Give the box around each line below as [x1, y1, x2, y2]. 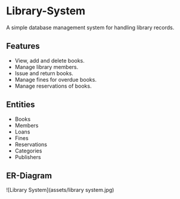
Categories [14, 147, 42, 154]
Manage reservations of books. [14, 82, 92, 89]
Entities [6, 99, 35, 110]
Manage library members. [14, 63, 79, 70]
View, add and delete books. [14, 57, 85, 64]
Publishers [14, 153, 41, 160]
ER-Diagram [6, 170, 52, 181]
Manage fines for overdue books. [14, 76, 97, 83]
